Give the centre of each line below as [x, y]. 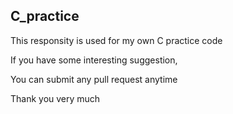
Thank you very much [55, 98]
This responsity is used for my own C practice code [116, 40]
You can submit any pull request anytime [94, 79]
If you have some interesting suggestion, [94, 60]
